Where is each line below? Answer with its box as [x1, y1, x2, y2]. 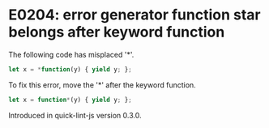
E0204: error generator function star [8, 6, 261, 24]
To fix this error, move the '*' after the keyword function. [8, 79, 196, 90]
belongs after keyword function [8, 23, 225, 41]
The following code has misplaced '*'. [8, 49, 134, 59]
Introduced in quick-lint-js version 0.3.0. [8, 110, 142, 120]
